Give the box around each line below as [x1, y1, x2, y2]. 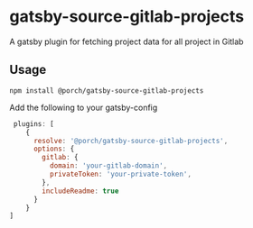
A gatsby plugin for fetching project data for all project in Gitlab [9, 36, 244, 47]
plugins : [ [13, 119, 54, 128]
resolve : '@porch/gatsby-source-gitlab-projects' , [33, 136, 229, 145]
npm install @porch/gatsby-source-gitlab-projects [9, 86, 204, 96]
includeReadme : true [42, 187, 119, 196]
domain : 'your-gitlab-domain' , [49, 161, 168, 170]
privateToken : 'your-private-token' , [49, 169, 192, 178]
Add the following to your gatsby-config [9, 102, 158, 113]
